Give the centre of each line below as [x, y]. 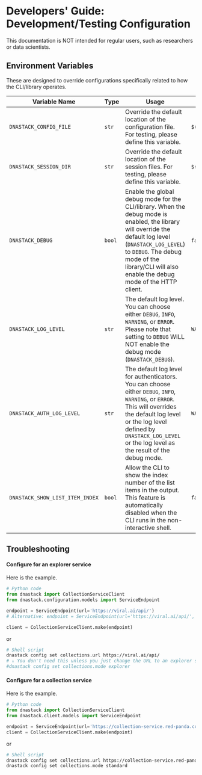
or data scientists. [28, 47]
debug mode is [146, 214]
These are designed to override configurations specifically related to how [97, 80]
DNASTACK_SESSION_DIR [40, 166]
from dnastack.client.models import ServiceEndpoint [74, 716]
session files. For [149, 167]
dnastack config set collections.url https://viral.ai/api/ [83, 655]
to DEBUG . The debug [154, 252]
